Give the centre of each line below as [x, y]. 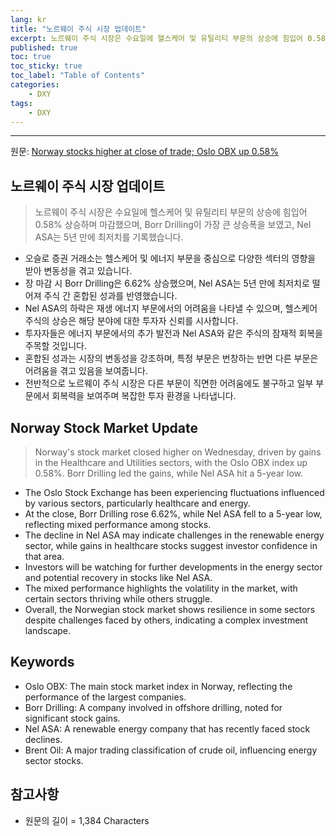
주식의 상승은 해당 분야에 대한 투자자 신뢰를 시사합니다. [131, 321]
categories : [35, 85]
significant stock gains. [72, 718]
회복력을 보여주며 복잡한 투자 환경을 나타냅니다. [144, 396]
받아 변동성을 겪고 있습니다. [78, 271]
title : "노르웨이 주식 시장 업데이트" [78, 29]
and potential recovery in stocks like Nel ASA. [118, 577]
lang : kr [28, 19]
